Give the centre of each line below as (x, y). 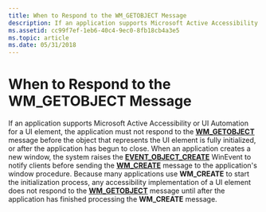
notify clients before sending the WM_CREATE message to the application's (133, 166)
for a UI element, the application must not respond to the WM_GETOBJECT (131, 132)
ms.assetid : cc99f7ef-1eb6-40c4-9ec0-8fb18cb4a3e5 (94, 30)
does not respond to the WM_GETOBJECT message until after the (117, 191)
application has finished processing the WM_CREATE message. (113, 199)
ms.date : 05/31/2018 (43, 45)
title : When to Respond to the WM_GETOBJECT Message (98, 15)
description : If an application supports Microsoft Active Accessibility (133, 23)
